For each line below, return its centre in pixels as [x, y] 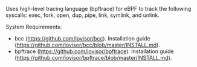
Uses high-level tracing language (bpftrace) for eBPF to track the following [98, 9]
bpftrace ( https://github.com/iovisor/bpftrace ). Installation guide [94, 51]
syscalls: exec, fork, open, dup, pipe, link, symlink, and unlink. [82, 15]
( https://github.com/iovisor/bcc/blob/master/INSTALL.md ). [87, 45]
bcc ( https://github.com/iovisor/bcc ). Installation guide [82, 38]
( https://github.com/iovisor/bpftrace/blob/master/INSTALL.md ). [93, 58]
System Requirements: [34, 27]
